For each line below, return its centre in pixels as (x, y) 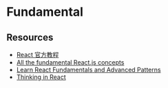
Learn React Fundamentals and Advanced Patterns (88, 70)
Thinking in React (41, 77)
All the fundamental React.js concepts (70, 62)
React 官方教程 (38, 55)
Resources (30, 37)
